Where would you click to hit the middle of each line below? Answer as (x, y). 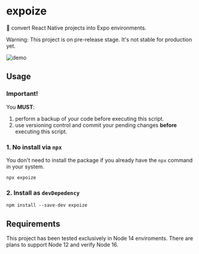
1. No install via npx (34, 147)
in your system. (25, 167)
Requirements (33, 224)
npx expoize (21, 177)
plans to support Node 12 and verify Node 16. (62, 245)
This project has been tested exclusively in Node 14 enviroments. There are (100, 238)
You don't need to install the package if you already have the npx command (99, 160)
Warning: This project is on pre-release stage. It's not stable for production (99, 39)
